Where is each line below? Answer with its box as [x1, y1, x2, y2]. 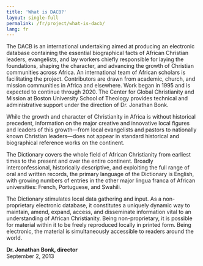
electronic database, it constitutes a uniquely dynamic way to [35, 202, 191, 209]
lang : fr [6, 26, 29, 32]
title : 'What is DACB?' [6, 9, 67, 15]
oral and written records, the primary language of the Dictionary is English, [6, 171, 194, 178]
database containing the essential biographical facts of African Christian [6, 50, 188, 57]
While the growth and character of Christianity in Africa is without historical [6, 113, 196, 120]
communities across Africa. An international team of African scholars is [6, 68, 186, 76]
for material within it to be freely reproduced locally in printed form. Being [6, 221, 191, 229]
